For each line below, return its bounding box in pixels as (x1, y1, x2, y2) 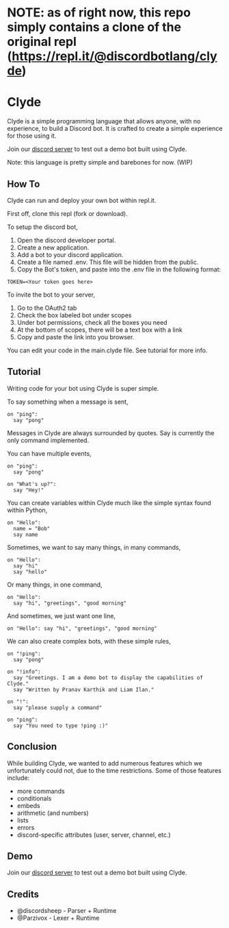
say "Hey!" (13, 487, 44, 493)
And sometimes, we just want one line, (7, 611, 116, 620)
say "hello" (13, 568, 48, 575)
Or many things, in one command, (7, 581, 103, 589)
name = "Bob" (13, 525, 51, 532)
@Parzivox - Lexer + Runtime (16, 914, 100, 923)
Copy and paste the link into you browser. (16, 332, 135, 341)
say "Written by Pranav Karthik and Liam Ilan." (13, 686, 154, 693)
